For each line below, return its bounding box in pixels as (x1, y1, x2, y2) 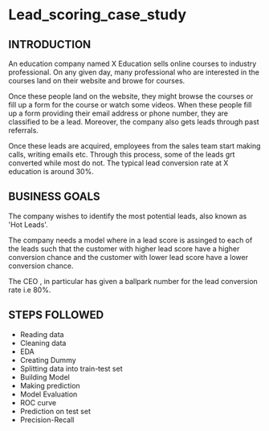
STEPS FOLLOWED (8, 308, 104, 322)
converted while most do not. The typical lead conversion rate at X (8, 158, 229, 168)
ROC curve (19, 397, 57, 407)
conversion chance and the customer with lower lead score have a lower (8, 252, 249, 262)
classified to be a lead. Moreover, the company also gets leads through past (8, 117, 259, 126)
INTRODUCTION (8, 38, 92, 51)
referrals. (8, 126, 39, 135)
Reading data (19, 329, 64, 339)
